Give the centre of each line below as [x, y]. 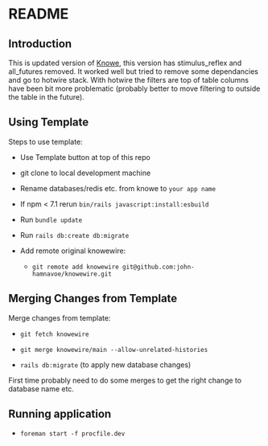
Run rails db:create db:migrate [74, 235]
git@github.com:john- [158, 267]
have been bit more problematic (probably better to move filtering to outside [134, 88]
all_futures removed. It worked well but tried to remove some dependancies [134, 72]
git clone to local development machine [85, 173]
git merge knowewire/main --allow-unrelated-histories [114, 350]
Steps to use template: [45, 141]
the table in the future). [46, 97]
